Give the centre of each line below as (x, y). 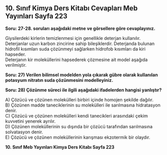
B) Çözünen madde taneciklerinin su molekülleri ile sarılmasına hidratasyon (83, 105)
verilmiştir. (16, 65)
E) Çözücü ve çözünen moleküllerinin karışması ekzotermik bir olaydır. (78, 137)
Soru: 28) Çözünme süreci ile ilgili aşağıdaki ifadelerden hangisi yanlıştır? (83, 90)
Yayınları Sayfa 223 (36, 16)
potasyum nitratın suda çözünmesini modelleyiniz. (59, 80)
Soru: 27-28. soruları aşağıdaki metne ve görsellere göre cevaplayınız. (80, 28)
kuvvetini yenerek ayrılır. (30, 121)
